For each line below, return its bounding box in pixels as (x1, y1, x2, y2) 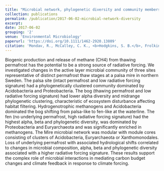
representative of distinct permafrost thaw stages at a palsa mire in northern (5, 72, 159, 78)
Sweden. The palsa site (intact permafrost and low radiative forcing (5, 77, 141, 83)
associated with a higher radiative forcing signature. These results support (5, 150, 155, 156)
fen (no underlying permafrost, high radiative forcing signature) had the (5, 114, 149, 119)
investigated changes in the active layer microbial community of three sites (5, 67, 156, 73)
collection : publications (5, 12, 58, 17)
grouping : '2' (5, 30, 34, 35)
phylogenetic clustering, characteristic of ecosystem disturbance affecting (5, 98, 155, 104)
